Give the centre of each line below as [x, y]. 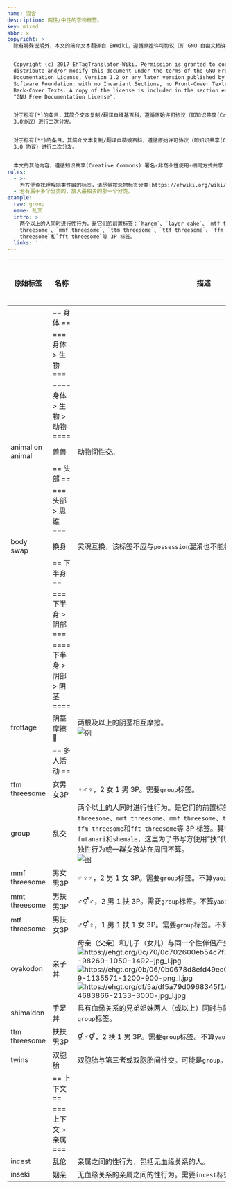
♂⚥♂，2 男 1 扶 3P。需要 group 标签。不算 [145, 902]
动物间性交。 [98, 452]
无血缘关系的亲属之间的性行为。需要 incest [147, 1175]
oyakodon [27, 969]
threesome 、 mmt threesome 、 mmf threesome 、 [150, 818]
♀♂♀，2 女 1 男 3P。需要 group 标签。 [138, 790]
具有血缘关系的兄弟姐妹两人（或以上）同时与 [150, 1009]
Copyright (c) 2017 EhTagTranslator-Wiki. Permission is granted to [114, 65]
